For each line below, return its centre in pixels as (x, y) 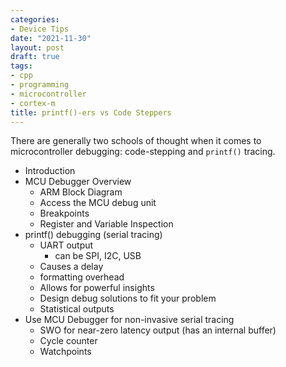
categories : (35, 19)
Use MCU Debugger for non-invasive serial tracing (129, 320)
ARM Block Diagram (81, 192)
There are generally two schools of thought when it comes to (136, 141)
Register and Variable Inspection (106, 224)
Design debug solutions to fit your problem (128, 298)
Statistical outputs (77, 309)
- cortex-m (33, 103)
